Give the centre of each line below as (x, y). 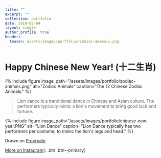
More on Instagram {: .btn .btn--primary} (46, 150)
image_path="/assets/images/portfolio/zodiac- (89, 81)
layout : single (21, 28)
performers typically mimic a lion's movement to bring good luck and (87, 106)
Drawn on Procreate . (26, 140)
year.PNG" (16, 126)
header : (13, 37)
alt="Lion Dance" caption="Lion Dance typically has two (84, 126)
